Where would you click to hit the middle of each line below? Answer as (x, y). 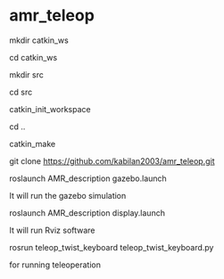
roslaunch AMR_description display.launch (87, 213)
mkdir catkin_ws (39, 40)
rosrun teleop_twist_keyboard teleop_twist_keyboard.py (112, 247)
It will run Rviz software (52, 230)
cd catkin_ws (33, 57)
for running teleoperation (55, 265)
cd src (21, 92)
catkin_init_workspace (50, 109)
